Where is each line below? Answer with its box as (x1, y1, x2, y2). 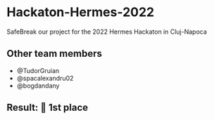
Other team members (6, 48, 103, 60)
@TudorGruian (16, 66, 60, 74)
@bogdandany (16, 81, 60, 90)
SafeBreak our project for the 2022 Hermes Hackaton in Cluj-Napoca (6, 27, 207, 36)
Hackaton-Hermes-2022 (6, 4, 155, 20)
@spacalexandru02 (16, 74, 74, 82)
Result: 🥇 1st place (6, 102, 89, 114)
